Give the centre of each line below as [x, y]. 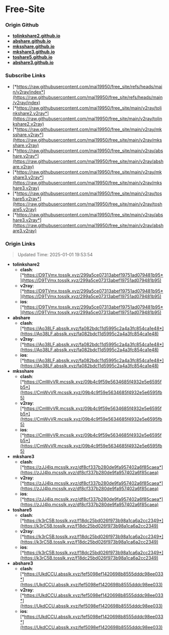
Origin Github [22, 25]
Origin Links [20, 244]
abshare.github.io [32, 41]
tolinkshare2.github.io [36, 36]
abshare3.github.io [33, 63]
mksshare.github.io [33, 47]
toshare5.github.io [32, 57]
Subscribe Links [25, 75]
